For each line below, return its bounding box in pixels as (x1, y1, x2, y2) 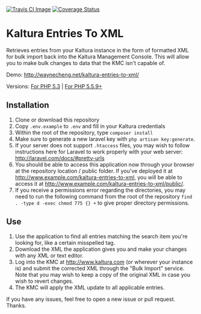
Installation (6, 100, 49, 111)
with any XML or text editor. (14, 251, 84, 259)
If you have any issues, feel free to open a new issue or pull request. (6, 295, 176, 303)
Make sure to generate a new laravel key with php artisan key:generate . (14, 135, 196, 143)
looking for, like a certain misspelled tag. (14, 239, 116, 246)
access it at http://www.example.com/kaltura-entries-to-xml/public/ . (14, 180, 185, 187)
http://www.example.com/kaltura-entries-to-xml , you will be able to (14, 173, 182, 180)
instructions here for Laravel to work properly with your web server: (14, 148, 183, 155)
